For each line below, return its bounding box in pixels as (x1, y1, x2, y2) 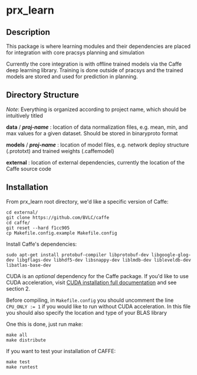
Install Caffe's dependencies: (6, 240, 77, 247)
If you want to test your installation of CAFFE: (6, 347, 116, 354)
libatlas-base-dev (6, 262, 51, 268)
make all (6, 332, 28, 338)
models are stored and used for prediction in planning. (6, 73, 138, 80)
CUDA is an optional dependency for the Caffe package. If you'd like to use (6, 272, 189, 279)
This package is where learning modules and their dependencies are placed (6, 43, 191, 50)
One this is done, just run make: (6, 320, 83, 328)
